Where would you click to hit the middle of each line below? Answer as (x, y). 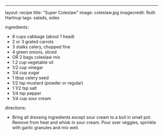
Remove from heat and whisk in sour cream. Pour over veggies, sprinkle (84, 122)
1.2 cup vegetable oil (33, 62)
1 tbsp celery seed (30, 78)
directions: (16, 108)
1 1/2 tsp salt (24, 88)
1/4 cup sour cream (32, 98)
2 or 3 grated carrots (33, 42)
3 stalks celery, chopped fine (41, 47)
